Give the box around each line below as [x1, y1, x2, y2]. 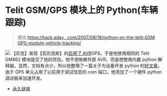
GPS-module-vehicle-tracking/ [17, 40, 81, 46]
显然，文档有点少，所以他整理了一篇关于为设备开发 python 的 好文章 [18, 63, 158, 69]
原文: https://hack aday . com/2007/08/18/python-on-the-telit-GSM [17, 34, 155, 40]
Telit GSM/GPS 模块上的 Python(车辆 [5, 4, 158, 16]
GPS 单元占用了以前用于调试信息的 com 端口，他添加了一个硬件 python [14, 69, 162, 75]
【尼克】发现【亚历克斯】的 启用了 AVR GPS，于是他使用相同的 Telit [11, 50, 150, 56]
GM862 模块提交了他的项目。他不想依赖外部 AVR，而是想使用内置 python [5, 56, 157, 62]
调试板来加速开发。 [5, 75, 45, 81]
